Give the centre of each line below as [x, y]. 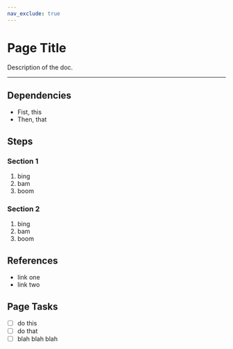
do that [27, 331]
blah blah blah [37, 339]
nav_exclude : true [34, 14]
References [33, 261]
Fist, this [29, 112]
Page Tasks [33, 306]
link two [28, 284]
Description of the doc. [40, 67]
